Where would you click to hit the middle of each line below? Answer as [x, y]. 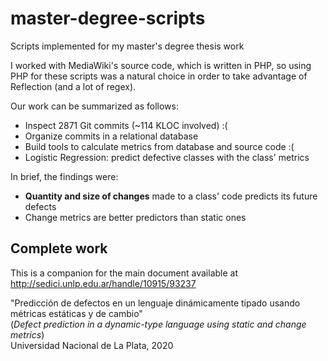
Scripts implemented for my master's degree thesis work [127, 46]
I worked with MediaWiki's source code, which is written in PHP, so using [161, 65]
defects [40, 206]
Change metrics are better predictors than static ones [135, 217]
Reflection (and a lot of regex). [73, 86]
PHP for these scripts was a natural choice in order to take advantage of [159, 76]
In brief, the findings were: [64, 176]
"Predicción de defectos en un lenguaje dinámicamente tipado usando [155, 303]
